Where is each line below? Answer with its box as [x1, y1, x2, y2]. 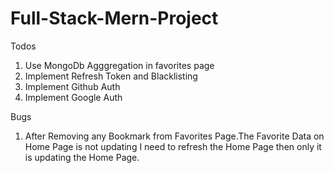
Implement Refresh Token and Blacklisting [24, 70, 198, 82]
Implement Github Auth [24, 80, 121, 92]
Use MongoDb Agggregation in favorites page [24, 59, 215, 71]
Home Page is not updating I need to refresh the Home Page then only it [24, 140, 322, 152]
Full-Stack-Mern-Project [10, 7, 219, 30]
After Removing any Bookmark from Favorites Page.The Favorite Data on [24, 130, 325, 142]
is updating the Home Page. [24, 151, 140, 163]
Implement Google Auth [24, 91, 123, 103]
